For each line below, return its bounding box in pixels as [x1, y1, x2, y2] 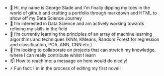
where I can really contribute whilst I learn [9, 52, 96, 58]
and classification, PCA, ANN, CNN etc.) [9, 42, 92, 47]
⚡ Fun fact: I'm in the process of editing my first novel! [9, 65, 121, 71]
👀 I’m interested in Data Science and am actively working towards [9, 20, 144, 26]
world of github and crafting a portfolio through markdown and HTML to [9, 10, 158, 16]
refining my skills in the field [9, 26, 68, 32]
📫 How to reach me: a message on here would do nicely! [9, 58, 128, 64]
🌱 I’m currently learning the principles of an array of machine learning [9, 31, 153, 37]
